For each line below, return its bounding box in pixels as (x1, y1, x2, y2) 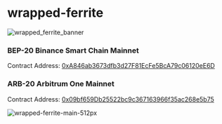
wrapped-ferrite (7, 5, 104, 21)
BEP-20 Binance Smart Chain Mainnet (7, 46, 139, 55)
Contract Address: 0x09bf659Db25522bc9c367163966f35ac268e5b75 (7, 95, 214, 103)
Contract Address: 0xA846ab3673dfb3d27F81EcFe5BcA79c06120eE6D (7, 62, 216, 70)
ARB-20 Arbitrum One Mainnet (7, 79, 115, 89)
